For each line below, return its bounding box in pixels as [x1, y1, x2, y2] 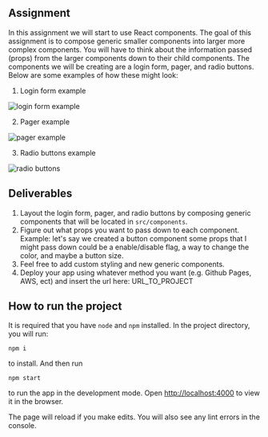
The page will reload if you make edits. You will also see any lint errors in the [8, 412, 260, 422]
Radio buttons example [19, 148, 96, 157]
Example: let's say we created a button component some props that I [19, 233, 247, 243]
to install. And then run [8, 358, 83, 368]
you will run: [8, 329, 49, 339]
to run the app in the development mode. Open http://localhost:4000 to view [8, 388, 260, 398]
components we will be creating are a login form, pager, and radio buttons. [8, 62, 254, 71]
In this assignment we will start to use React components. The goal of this [8, 27, 252, 37]
